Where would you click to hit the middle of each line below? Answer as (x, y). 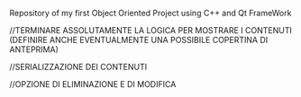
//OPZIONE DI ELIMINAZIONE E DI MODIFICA (93, 84)
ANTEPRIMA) (34, 49)
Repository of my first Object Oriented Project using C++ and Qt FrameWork (150, 13)
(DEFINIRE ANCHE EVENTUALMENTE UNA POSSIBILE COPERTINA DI (139, 40)
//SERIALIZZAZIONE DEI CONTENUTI (78, 67)
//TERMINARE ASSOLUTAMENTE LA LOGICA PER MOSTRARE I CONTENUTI (151, 30)
